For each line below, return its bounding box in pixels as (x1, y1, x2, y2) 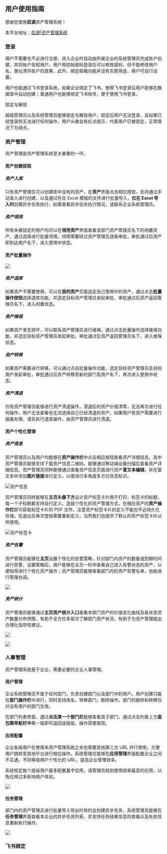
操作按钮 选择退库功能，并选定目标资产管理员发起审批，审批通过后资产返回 (5, 295, 158, 301)
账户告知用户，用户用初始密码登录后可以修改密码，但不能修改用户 (22, 62, 158, 68)
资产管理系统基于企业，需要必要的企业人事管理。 (5, 666, 105, 672)
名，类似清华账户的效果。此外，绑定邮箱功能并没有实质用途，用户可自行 (5, 68, 153, 74)
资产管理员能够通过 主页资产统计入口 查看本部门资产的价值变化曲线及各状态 (5, 609, 158, 615)
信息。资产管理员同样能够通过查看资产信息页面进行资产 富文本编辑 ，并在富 (9, 467, 162, 473)
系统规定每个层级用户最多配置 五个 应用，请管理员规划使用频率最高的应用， (5, 767, 158, 774)
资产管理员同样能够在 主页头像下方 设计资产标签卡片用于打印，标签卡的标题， (5, 494, 162, 500)
